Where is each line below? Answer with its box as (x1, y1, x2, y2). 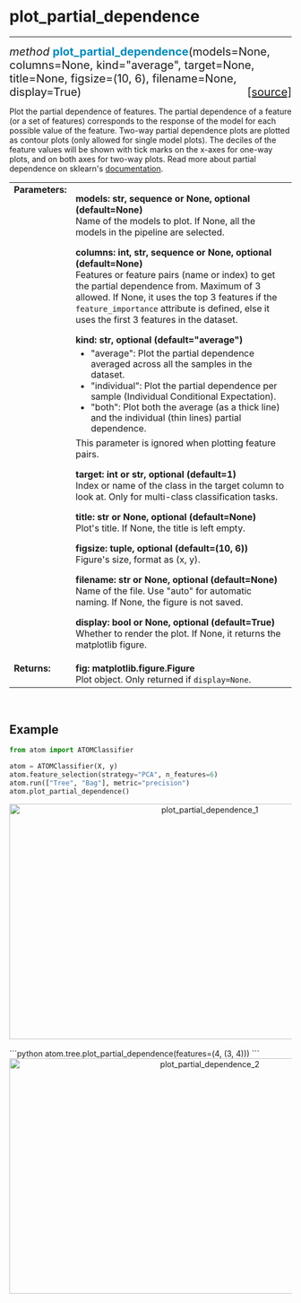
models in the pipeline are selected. (75, 226, 226, 239)
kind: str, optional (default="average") (75, 334, 244, 346)
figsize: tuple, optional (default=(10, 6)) (75, 542, 248, 554)
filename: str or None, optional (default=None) (75, 573, 278, 586)
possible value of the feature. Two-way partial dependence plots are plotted (9, 125, 290, 135)
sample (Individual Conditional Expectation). (90, 390, 277, 403)
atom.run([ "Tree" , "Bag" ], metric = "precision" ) (9, 778, 191, 787)
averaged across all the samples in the (90, 358, 253, 370)
